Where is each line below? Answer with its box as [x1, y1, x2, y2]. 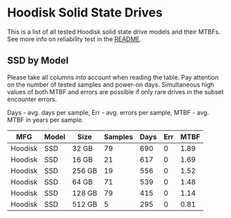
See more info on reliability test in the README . [7, 34, 142, 43]
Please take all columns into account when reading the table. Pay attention [7, 73, 219, 81]
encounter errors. [7, 95, 57, 103]
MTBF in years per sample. [7, 116, 84, 124]
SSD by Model [7, 55, 69, 67]
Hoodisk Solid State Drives [7, 5, 163, 21]
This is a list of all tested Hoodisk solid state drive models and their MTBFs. [7, 28, 221, 36]
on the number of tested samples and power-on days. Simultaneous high [7, 80, 214, 89]
